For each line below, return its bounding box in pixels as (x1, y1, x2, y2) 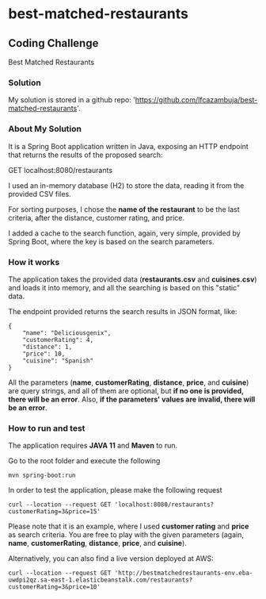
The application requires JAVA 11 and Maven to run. (8, 441, 178, 451)
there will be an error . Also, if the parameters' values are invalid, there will (8, 394, 256, 404)
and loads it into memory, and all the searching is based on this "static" (8, 282, 240, 292)
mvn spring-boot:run (8, 471, 77, 480)
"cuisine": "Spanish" (22, 356, 93, 365)
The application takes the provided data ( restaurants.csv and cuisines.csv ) (8, 275, 257, 284)
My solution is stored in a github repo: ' (8, 95, 136, 105)
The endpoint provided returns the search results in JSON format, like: (8, 306, 237, 316)
